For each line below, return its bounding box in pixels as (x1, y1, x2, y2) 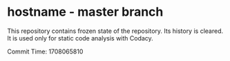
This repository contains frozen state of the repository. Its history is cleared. (7, 27, 223, 35)
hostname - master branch (7, 4, 164, 20)
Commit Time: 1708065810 (7, 47, 84, 56)
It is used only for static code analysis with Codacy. (7, 34, 153, 42)
